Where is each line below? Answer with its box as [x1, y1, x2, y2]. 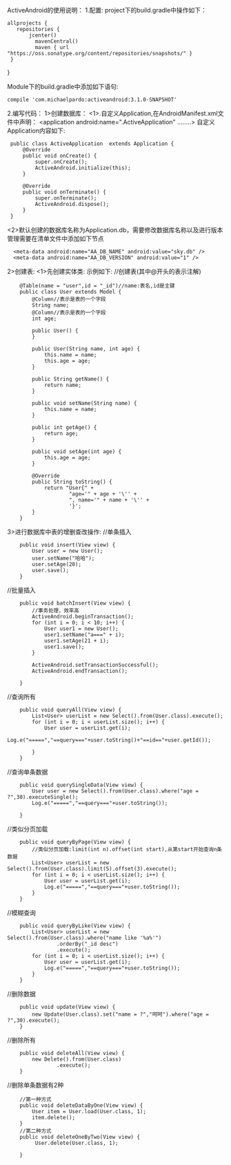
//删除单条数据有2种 [7, 1081, 64, 1089]
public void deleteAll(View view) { [19, 1050, 125, 1057]
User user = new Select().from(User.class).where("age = [32, 788, 199, 795]
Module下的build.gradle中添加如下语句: [7, 82, 119, 91]
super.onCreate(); [34, 158, 88, 165]
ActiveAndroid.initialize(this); [34, 164, 131, 171]
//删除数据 [7, 990, 37, 998]
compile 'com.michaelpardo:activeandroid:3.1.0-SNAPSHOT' [7, 96, 177, 103]
